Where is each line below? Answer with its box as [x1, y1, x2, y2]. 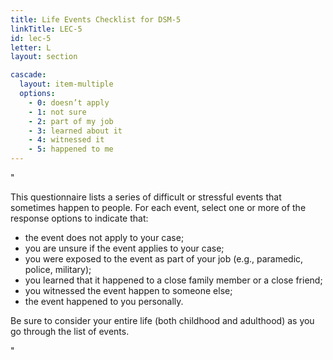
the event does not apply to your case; [24, 232, 185, 243]
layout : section [10, 52, 78, 62]
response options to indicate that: [10, 212, 149, 224]
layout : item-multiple [19, 79, 114, 90]
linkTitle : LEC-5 [10, 24, 83, 34]
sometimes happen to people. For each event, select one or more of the [10, 202, 307, 213]
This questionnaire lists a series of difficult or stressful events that [10, 191, 282, 203]
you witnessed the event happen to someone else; [24, 285, 233, 296]
